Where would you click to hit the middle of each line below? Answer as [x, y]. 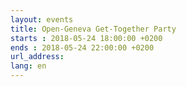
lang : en [28, 66]
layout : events [42, 19]
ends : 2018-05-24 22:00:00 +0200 [82, 47]
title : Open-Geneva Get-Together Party [93, 29]
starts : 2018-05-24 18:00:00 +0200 [86, 38]
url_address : [37, 57]
